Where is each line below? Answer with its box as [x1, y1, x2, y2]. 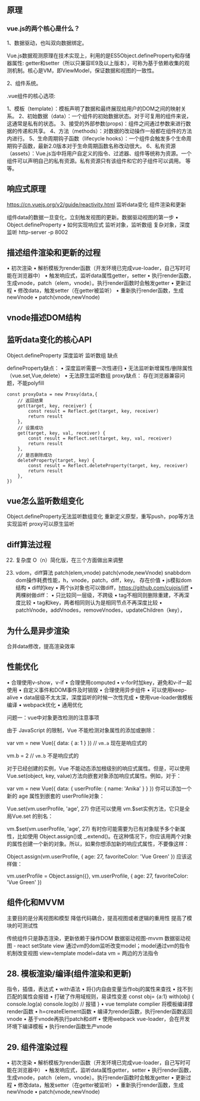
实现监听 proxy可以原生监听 [7, 520, 75, 528]
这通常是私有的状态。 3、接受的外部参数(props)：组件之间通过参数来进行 [7, 119, 186, 127]
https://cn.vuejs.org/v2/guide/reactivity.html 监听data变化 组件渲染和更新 [7, 201, 186, 208]
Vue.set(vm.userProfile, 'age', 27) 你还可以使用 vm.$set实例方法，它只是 [7, 805, 185, 812]
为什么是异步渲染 [7, 625, 70, 636]
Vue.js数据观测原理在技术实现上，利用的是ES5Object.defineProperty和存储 [7, 52, 191, 59]
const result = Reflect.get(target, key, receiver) [28, 408, 160, 414]
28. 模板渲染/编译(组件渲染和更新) [7, 968, 132, 979]
